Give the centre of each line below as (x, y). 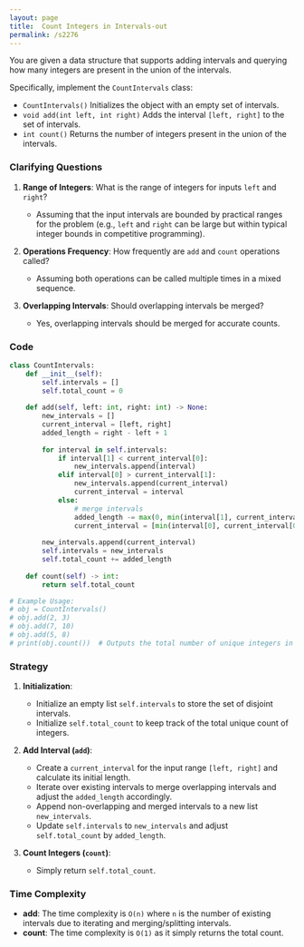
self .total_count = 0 (83, 391)
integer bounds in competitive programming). (120, 233)
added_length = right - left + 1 (105, 433)
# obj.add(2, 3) (40, 618)
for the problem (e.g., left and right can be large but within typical (161, 224)
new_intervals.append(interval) (135, 467)
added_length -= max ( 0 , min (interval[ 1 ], (153, 517)
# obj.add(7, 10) (42, 627)
